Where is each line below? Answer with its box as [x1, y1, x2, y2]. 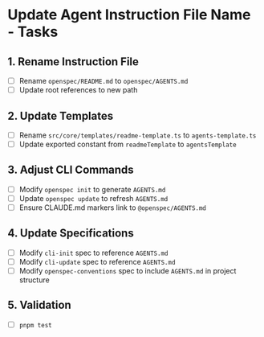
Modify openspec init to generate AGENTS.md [18, 184, 166, 194]
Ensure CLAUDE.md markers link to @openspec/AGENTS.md [18, 203, 206, 212]
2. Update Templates [7, 109, 114, 122]
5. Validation [7, 298, 71, 312]
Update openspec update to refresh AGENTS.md [18, 193, 169, 203]
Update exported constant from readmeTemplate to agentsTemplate [18, 139, 238, 149]
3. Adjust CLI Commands [7, 163, 134, 177]
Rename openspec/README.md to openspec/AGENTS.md [18, 76, 189, 85]
